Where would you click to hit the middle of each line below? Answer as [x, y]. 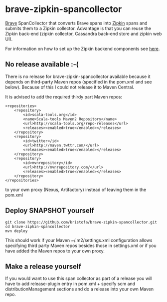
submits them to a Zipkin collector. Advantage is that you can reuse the [78, 28]
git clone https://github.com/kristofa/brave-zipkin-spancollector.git [81, 222]
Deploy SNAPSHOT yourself [50, 211]
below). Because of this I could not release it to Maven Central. [70, 87]
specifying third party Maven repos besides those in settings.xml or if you [81, 245]
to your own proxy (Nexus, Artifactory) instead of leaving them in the [76, 189]
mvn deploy [16, 231]
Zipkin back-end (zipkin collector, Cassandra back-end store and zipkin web [83, 33]
